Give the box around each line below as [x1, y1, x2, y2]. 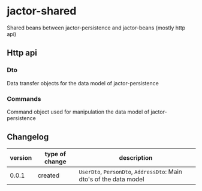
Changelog [7, 132, 49, 142]
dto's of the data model [79, 175, 144, 183]
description [119, 153, 153, 162]
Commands [7, 94, 41, 103]
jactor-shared [7, 4, 77, 18]
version [10, 153, 32, 162]
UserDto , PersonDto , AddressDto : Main [79, 167, 182, 175]
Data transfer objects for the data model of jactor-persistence [7, 79, 159, 86]
